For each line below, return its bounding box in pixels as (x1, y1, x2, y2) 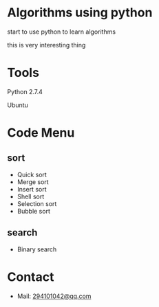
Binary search (17, 245, 57, 253)
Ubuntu (7, 101, 29, 109)
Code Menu (7, 125, 75, 141)
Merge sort (17, 177, 50, 186)
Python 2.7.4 (7, 87, 43, 95)
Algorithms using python (7, 5, 153, 21)
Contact (7, 269, 54, 284)
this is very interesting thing (7, 41, 86, 49)
